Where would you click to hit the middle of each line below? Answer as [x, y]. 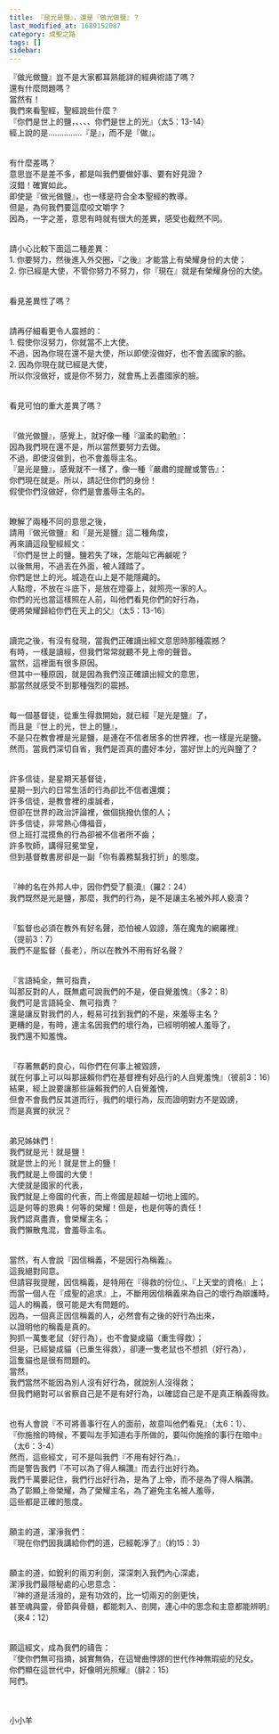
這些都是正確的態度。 [48, 1501]
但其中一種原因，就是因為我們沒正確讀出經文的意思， [107, 675]
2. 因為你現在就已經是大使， [61, 364]
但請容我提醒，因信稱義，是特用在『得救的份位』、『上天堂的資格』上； [138, 1282]
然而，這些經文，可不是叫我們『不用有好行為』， [97, 1457]
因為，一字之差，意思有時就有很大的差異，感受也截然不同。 [118, 218]
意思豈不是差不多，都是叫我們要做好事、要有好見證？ [107, 174]
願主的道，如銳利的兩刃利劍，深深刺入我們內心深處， [107, 1573]
